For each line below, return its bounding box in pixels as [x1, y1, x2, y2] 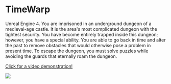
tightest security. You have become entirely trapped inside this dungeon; [5, 31, 158, 37]
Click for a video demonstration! [5, 63, 73, 69]
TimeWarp [5, 4, 51, 15]
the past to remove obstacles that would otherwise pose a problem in [5, 42, 151, 48]
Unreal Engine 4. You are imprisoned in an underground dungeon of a [5, 20, 152, 27]
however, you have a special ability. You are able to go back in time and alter [5, 37, 166, 43]
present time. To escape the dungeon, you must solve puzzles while [5, 48, 149, 54]
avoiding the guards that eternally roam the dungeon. [5, 53, 117, 59]
